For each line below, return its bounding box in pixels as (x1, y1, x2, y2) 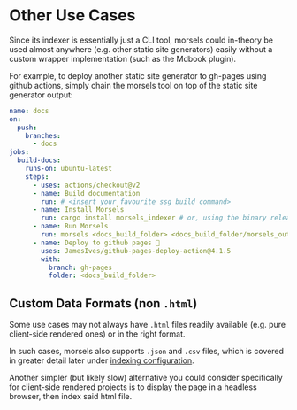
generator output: (9, 89, 73, 100)
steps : (25, 172, 49, 182)
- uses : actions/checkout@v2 (32, 181, 141, 190)
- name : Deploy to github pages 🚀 (32, 238, 161, 247)
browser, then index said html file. (9, 391, 133, 402)
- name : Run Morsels (32, 222, 109, 231)
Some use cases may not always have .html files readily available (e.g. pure (9, 320, 286, 330)
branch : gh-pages (48, 263, 113, 272)
